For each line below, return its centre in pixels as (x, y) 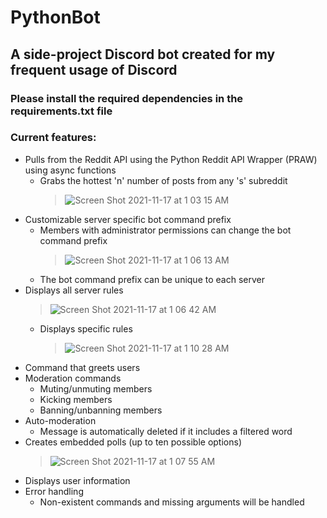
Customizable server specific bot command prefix (128, 219)
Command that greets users (82, 367)
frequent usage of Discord (94, 69)
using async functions (70, 170)
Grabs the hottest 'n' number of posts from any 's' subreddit (163, 180)
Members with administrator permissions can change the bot (165, 230)
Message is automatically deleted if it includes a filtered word (166, 431)
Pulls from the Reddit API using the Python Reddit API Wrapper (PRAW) (171, 159)
